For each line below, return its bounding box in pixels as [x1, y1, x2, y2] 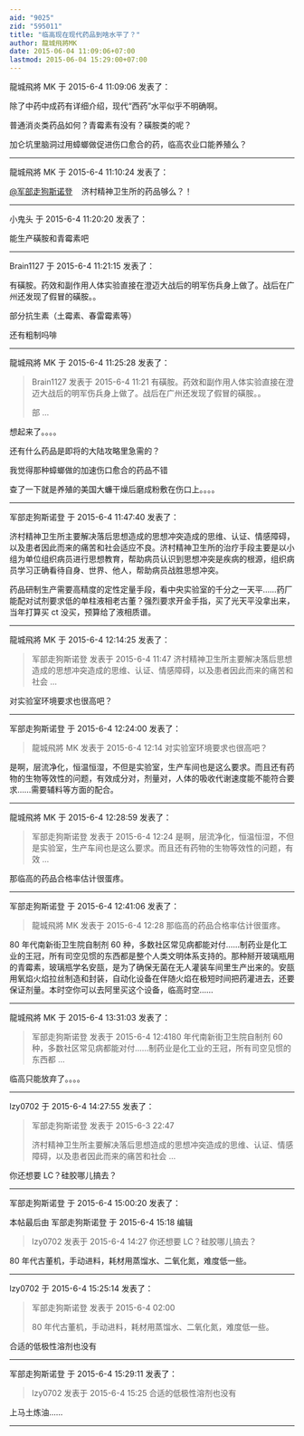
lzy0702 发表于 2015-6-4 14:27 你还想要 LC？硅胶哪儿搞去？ [31, 1236, 258, 1247]
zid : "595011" [9, 22, 63, 31]
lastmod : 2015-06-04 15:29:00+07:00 [9, 55, 147, 64]
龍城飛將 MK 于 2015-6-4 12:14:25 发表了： [9, 634, 170, 645]
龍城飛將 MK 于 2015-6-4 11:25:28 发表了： [9, 357, 170, 367]
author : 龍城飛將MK [9, 38, 78, 48]
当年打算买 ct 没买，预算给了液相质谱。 [9, 607, 157, 617]
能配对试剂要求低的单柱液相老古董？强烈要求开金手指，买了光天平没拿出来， [9, 595, 295, 606]
